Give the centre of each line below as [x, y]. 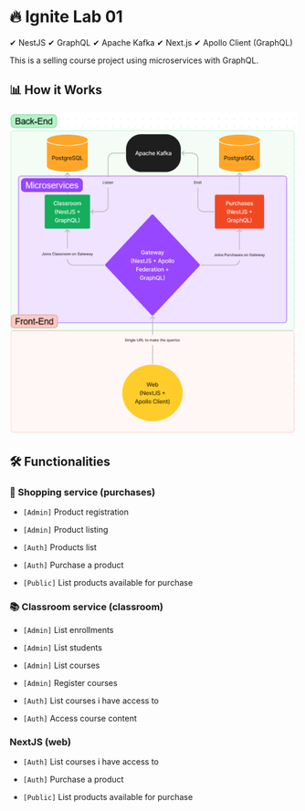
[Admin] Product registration [76, 512]
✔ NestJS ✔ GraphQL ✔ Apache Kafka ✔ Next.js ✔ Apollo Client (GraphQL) [152, 42]
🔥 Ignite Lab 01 [66, 17]
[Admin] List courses [61, 665]
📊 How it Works [56, 90]
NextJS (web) [40, 743]
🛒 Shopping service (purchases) [83, 492]
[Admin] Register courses [70, 683]
